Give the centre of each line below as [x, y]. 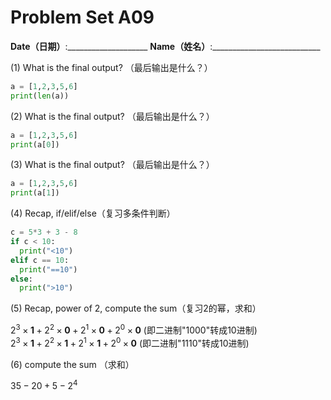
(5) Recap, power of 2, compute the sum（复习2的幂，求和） [136, 308]
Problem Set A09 [82, 17]
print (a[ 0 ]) [35, 144]
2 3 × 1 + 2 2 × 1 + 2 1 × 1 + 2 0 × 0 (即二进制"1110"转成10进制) [130, 342]
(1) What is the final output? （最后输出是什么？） [111, 67]
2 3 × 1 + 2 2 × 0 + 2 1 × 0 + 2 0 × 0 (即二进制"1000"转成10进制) [134, 329]
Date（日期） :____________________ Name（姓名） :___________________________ [165, 46]
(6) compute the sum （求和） [72, 364]
